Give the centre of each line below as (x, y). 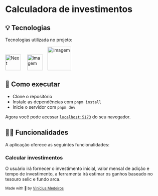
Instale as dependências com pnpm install (57, 102)
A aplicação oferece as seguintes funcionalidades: (57, 144)
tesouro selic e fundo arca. (33, 179)
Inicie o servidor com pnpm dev (44, 107)
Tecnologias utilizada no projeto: (39, 40)
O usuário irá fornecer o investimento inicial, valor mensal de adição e (77, 168)
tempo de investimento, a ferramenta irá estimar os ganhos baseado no (79, 173)
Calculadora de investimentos (69, 9)
